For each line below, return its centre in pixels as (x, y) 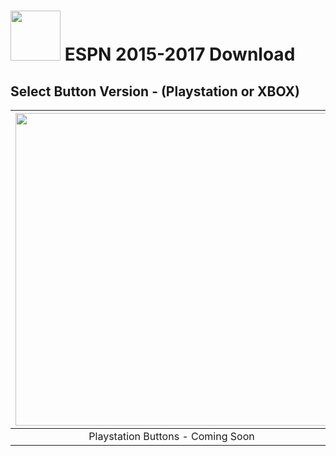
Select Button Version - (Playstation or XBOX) (155, 91)
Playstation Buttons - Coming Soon (171, 436)
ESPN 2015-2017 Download (180, 54)
